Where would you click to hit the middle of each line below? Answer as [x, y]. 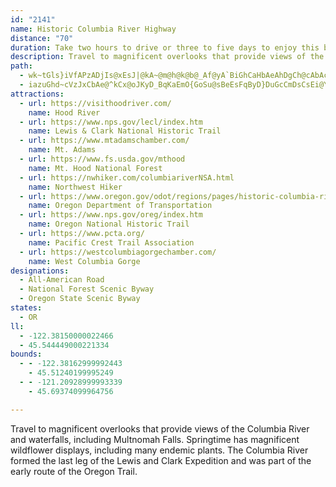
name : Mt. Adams [62, 150]
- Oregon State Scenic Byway [80, 299]
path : [21, 66]
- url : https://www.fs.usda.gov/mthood [102, 159]
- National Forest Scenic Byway [87, 289]
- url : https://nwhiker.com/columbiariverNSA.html [127, 177]
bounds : [26, 354]
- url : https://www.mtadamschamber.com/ [104, 141]
